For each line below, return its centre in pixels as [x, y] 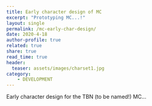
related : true [24, 46]
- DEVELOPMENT [35, 79]
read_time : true [27, 57]
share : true [21, 51]
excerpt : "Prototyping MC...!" [46, 18]
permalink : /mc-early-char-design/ [51, 29]
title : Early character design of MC [54, 12]
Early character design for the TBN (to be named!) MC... [77, 97]
